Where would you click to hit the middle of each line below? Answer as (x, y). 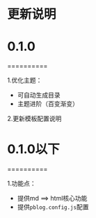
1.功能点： (22, 184)
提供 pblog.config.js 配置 (53, 207)
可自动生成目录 (39, 95)
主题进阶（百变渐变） (48, 104)
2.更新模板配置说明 (34, 118)
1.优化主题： (25, 80)
